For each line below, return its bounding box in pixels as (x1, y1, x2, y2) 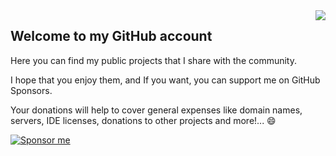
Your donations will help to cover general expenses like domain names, (10, 104, 303, 116)
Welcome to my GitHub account (10, 28, 213, 45)
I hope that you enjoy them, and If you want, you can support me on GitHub (10, 74, 321, 86)
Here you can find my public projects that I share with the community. (10, 54, 298, 66)
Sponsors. (10, 84, 53, 96)
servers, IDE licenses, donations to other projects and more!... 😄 (10, 114, 277, 126)
